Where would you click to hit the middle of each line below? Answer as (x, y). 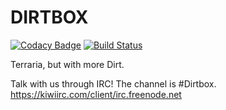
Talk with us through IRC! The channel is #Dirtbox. (113, 83)
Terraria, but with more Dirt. (67, 64)
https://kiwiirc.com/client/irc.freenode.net (96, 94)
